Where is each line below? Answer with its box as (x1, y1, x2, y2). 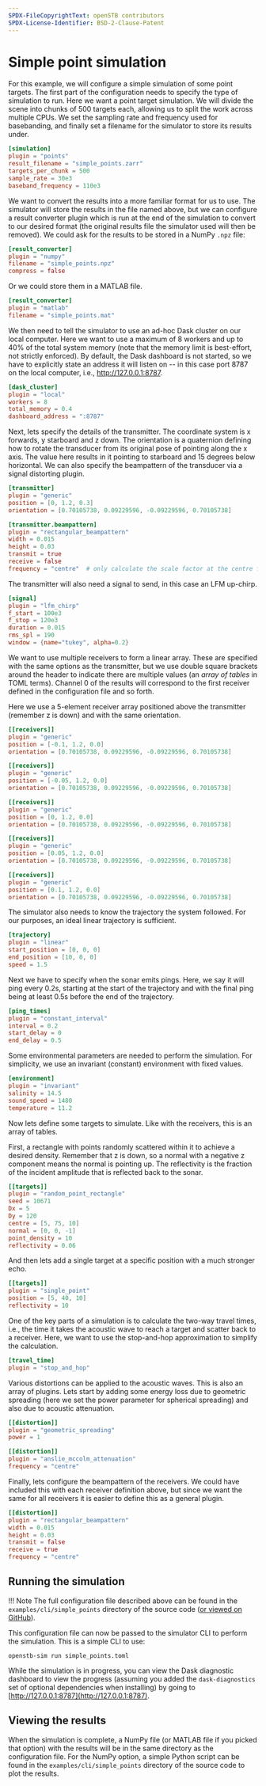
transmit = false (8, 1538, 66, 1546)
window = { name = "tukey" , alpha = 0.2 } (8, 639, 129, 647)
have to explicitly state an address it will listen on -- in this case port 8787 (8, 359, 249, 369)
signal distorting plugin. (8, 469, 85, 479)
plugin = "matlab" (8, 304, 69, 313)
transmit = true (8, 550, 62, 558)
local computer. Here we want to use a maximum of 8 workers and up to (8, 334, 244, 344)
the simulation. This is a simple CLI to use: (8, 1636, 146, 1646)
